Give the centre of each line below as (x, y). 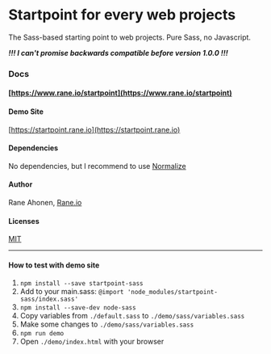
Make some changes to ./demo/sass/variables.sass (107, 324)
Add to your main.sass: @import (72, 292)
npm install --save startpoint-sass (81, 284)
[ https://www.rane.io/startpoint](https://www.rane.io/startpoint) (120, 93)
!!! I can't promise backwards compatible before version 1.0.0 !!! (118, 53)
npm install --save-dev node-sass (78, 308)
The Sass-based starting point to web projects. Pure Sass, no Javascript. (130, 37)
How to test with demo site (54, 265)
